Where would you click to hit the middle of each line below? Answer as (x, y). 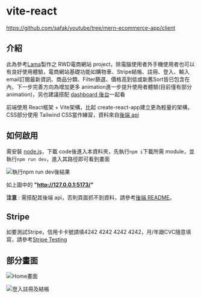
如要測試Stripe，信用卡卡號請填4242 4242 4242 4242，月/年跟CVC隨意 (96, 232)
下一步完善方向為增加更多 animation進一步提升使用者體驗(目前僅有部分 (104, 86)
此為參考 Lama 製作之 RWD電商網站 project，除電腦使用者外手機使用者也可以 (100, 64)
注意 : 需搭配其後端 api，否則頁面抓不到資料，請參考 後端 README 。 (91, 197)
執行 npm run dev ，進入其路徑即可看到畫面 (58, 159)
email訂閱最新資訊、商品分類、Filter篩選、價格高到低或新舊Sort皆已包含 (95, 79)
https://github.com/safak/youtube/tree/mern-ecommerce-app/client (91, 28)
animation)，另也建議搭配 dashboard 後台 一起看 (66, 94)
